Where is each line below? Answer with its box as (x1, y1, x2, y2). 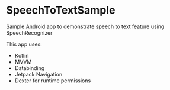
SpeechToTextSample (6, 4, 116, 17)
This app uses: (6, 41, 43, 48)
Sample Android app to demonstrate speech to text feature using (6, 23, 165, 30)
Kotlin (14, 52, 29, 59)
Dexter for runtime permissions (14, 77, 91, 84)
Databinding (14, 64, 45, 71)
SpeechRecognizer (6, 29, 53, 36)
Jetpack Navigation (14, 71, 63, 78)
